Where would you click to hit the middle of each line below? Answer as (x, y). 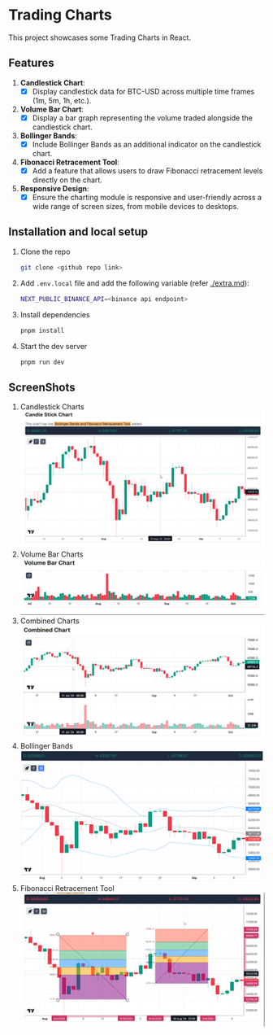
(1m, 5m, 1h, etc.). (62, 100)
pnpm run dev (42, 362)
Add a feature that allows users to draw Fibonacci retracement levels (147, 170)
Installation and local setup (78, 232)
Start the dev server (54, 346)
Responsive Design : (54, 188)
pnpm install (42, 330)
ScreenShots (42, 387)
